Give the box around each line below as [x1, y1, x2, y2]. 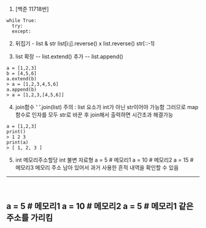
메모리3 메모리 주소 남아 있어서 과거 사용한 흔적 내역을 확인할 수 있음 [15, 164, 179, 171]
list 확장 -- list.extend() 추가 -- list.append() [15, 53, 124, 60]
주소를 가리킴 [6, 213, 53, 223]
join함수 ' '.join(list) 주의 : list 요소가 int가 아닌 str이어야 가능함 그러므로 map [15, 104, 199, 110]
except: [12, 28, 32, 34]
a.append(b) [6, 86, 37, 93]
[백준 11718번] [15, 6, 49, 12]
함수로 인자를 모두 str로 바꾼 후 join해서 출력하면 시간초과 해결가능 [15, 111, 174, 118]
